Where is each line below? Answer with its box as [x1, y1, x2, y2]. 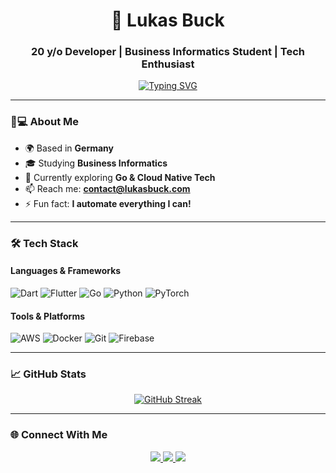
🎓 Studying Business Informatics [24, 157, 168, 169]
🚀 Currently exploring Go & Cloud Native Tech [24, 171, 216, 183]
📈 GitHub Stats [10, 367, 87, 381]
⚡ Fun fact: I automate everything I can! [24, 197, 192, 209]
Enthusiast [141, 57, 195, 71]
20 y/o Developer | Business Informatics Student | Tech [30, 45, 306, 59]
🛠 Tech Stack [10, 236, 79, 250]
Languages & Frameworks [10, 265, 122, 277]
